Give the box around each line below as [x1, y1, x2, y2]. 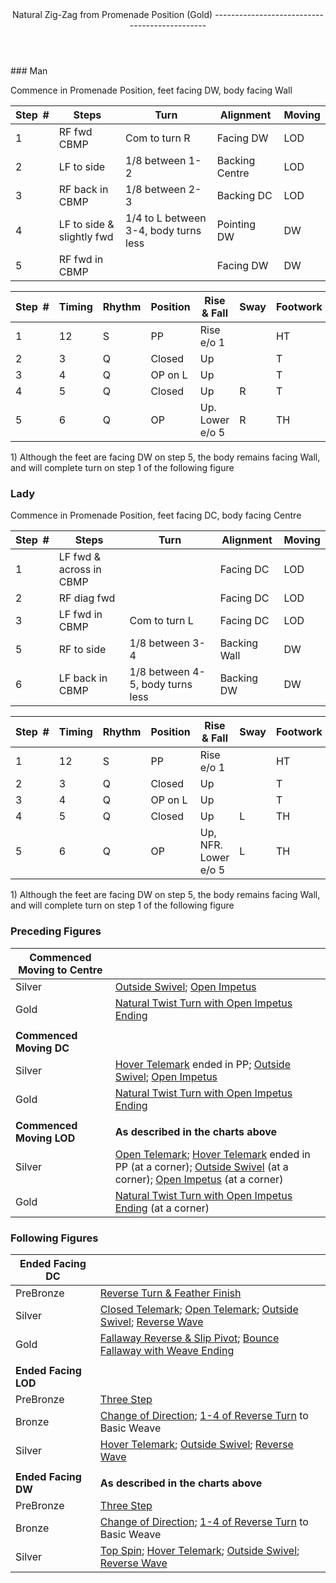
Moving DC [15, 1041, 70, 1055]
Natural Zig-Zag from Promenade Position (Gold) [12, 9, 213, 20]
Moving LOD [15, 1131, 76, 1145]
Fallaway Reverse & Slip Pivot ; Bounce [99, 1331, 280, 1345]
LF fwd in [58, 608, 103, 622]
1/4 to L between [125, 211, 207, 225]
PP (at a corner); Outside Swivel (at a [114, 1159, 289, 1173]
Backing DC [216, 189, 273, 202]
